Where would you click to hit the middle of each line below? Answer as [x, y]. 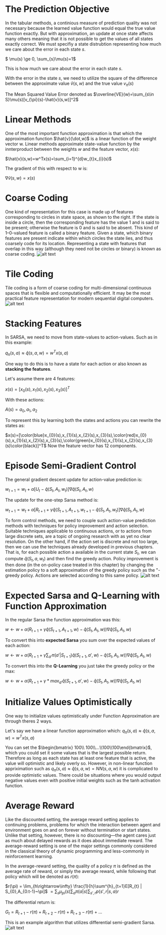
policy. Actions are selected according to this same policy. [80, 575]
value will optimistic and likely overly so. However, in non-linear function [79, 763]
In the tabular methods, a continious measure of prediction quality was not [81, 23]
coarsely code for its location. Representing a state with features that [76, 243]
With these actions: [25, 400]
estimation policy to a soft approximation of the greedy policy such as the [80, 570]
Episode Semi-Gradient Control [71, 466]
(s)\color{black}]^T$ [26, 446]
